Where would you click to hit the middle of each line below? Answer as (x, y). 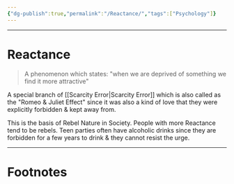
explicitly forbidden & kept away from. (62, 109)
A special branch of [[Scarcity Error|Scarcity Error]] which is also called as (114, 94)
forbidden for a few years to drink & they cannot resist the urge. (99, 137)
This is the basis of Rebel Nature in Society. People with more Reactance (111, 123)
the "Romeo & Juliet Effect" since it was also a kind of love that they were (112, 102)
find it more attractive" (56, 81)
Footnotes (37, 172)
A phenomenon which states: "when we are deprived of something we (125, 74)
